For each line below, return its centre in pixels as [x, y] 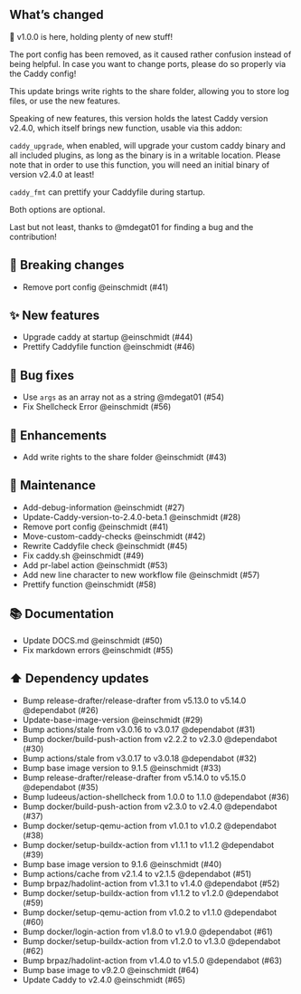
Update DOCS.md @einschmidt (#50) [92, 640]
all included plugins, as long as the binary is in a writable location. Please [145, 155]
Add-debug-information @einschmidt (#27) [103, 507]
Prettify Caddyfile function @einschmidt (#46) [108, 347]
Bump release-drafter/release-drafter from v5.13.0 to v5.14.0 [134, 700]
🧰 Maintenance [53, 485]
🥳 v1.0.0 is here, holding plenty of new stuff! [91, 36]
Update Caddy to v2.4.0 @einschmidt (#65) [104, 980]
